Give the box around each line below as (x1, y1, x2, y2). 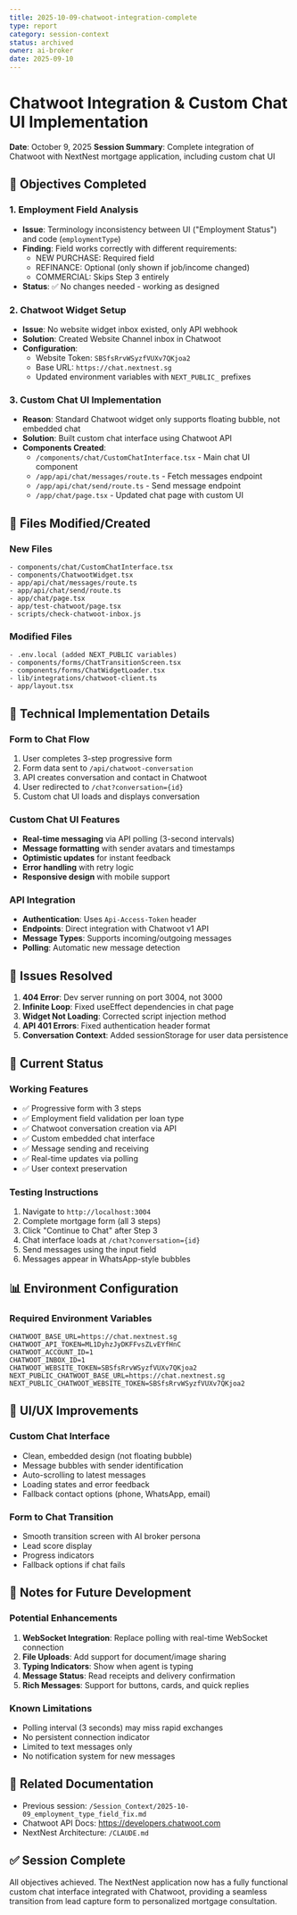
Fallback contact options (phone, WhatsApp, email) (21, 1488, 211, 1499)
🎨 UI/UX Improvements (9, 1403, 139, 1419)
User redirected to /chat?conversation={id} (21, 781, 184, 792)
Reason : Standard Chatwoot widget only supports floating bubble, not (21, 414, 281, 425)
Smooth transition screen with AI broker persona (21, 1530, 201, 1541)
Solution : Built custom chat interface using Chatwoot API (21, 433, 233, 444)
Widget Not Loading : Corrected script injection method (21, 1011, 227, 1022)
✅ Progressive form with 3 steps (21, 1103, 142, 1113)
